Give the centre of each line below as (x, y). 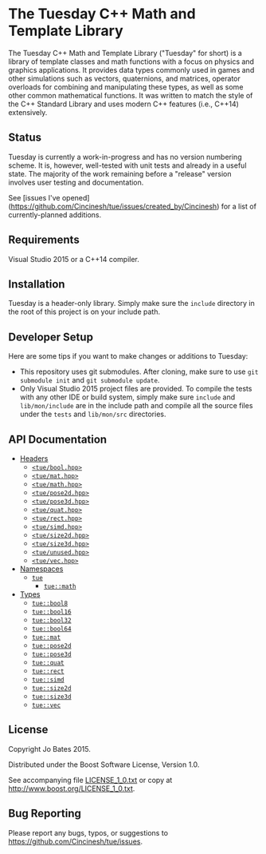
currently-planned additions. (55, 214)
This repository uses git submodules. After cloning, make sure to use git (139, 371)
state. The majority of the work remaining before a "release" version (120, 173)
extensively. (28, 112)
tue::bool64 (51, 629)
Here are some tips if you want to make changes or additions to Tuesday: (128, 356)
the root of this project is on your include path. (84, 312)
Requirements (44, 240)
